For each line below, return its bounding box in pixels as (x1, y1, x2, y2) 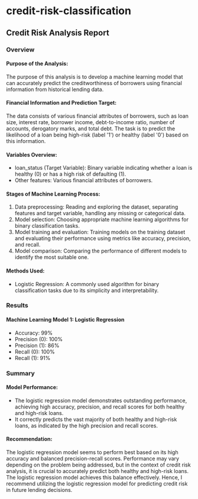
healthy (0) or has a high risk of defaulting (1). (14, 170, 126, 178)
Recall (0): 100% (14, 348, 55, 355)
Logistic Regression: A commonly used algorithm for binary (14, 280, 160, 287)
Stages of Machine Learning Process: (6, 190, 100, 197)
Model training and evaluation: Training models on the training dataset (14, 229, 186, 236)
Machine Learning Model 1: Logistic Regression (6, 316, 125, 323)
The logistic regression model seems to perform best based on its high (6, 448, 178, 456)
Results (6, 302, 28, 310)
